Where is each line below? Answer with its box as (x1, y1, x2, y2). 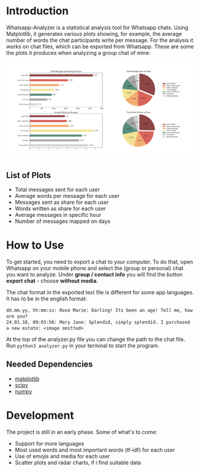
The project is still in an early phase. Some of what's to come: (6, 428, 158, 436)
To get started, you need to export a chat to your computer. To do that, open (6, 258, 193, 266)
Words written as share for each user (14, 205, 106, 212)
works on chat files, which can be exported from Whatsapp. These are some (6, 43, 194, 50)
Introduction (6, 4, 69, 18)
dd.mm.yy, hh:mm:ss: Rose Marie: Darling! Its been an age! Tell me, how (6, 308, 193, 313)
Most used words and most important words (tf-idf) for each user (14, 446, 176, 454)
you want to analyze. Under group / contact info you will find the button (6, 271, 183, 278)
